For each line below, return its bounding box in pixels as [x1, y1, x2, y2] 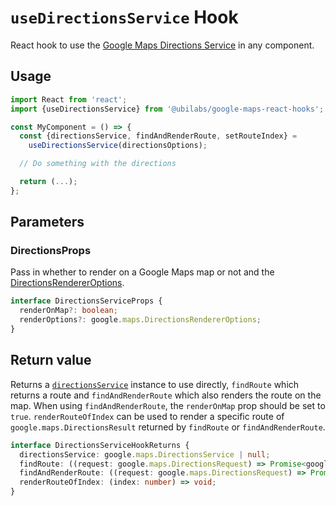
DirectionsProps [10, 244, 92, 258]
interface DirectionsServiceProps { [10, 296, 163, 306]
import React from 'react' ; [10, 94, 128, 105]
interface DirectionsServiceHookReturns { [10, 440, 190, 450]
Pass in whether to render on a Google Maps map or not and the [10, 266, 275, 278]
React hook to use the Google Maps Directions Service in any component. [10, 39, 315, 51]
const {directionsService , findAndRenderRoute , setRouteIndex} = [19, 131, 298, 141]
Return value [10, 352, 92, 369]
